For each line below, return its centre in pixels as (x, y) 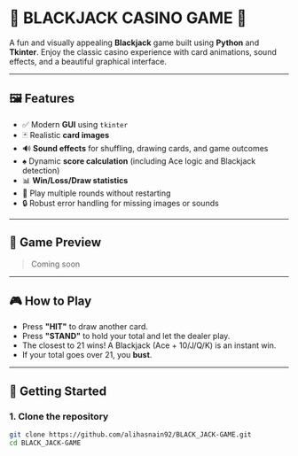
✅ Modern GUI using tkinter (75, 124)
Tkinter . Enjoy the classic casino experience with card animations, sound (143, 51)
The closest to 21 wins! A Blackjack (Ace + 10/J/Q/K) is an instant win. (149, 345)
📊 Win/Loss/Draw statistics (75, 180)
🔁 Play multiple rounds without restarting (96, 193)
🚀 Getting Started (58, 391)
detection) (41, 170)
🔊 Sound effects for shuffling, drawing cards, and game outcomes (145, 148)
